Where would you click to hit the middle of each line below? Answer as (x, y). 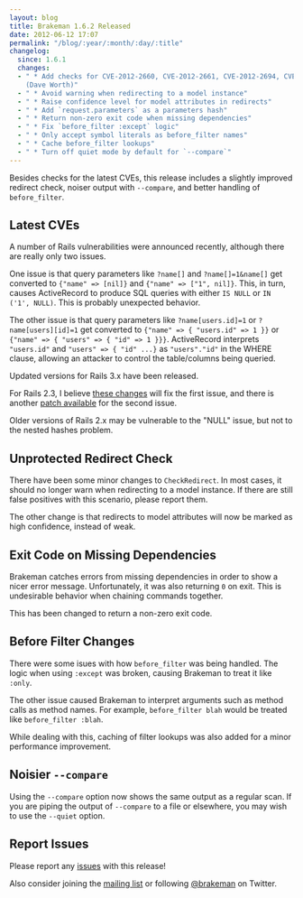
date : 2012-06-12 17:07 (54, 34)
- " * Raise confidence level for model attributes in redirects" (145, 102)
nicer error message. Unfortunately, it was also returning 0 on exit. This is (146, 587)
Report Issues (49, 844)
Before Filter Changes (72, 642)
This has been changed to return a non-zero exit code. (111, 614)
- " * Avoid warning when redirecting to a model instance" (133, 93)
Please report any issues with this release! (88, 866)
